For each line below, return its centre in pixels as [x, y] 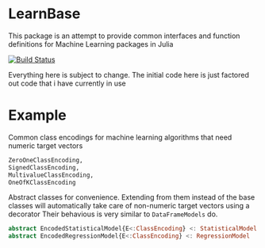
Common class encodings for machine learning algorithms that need [120, 137]
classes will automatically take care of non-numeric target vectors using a [129, 206]
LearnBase [44, 14]
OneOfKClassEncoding [42, 182]
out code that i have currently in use [67, 83]
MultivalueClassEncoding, [51, 175]
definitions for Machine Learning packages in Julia [91, 44]
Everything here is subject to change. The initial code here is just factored [129, 74]
